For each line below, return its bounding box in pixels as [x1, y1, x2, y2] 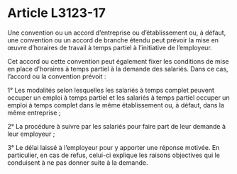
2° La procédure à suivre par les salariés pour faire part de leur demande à [7, 122, 226, 130]
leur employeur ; [7, 129, 55, 138]
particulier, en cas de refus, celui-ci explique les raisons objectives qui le [7, 151, 220, 159]
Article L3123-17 [7, 5, 106, 21]
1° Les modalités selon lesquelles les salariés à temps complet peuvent [7, 86, 215, 94]
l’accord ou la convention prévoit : [7, 72, 106, 81]
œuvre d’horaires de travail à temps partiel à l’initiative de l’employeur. [7, 43, 213, 52]
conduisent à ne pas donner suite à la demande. [7, 158, 148, 167]
